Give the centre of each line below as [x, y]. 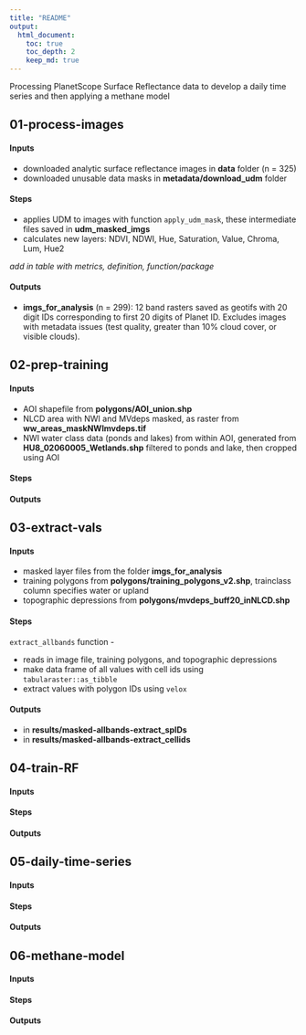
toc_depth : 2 [51, 52]
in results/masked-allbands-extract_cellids [106, 739]
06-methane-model [67, 956]
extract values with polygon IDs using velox [105, 688]
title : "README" [40, 18]
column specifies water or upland [85, 591]
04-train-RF [44, 768]
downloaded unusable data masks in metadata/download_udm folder [155, 178]
